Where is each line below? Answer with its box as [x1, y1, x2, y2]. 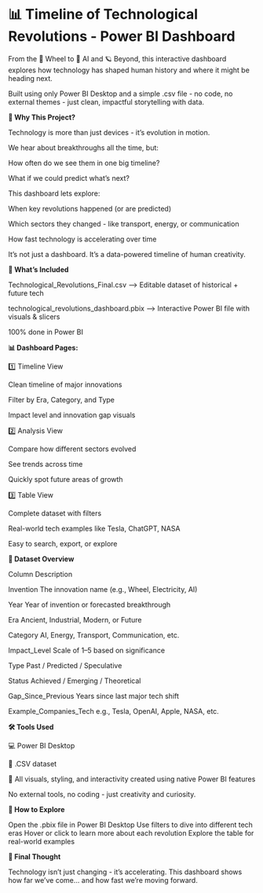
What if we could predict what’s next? [8, 173, 130, 182]
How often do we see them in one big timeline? [8, 158, 160, 167]
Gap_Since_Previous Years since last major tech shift [8, 691, 179, 700]
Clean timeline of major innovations [8, 380, 122, 389]
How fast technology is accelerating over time [8, 234, 157, 244]
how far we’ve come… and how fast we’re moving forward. [8, 875, 198, 884]
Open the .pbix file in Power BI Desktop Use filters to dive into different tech [8, 820, 254, 829]
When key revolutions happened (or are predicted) [8, 204, 172, 213]
